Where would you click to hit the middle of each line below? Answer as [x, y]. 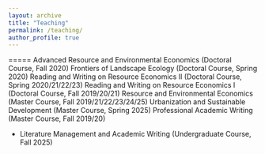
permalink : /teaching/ [45, 30]
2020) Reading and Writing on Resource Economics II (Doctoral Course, [125, 77]
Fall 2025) [36, 142]
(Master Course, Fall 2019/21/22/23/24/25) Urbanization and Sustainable [127, 102]
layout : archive [35, 15]
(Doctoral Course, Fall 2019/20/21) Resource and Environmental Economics [131, 94]
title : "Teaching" [38, 23]
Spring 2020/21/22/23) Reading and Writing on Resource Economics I [122, 85]
